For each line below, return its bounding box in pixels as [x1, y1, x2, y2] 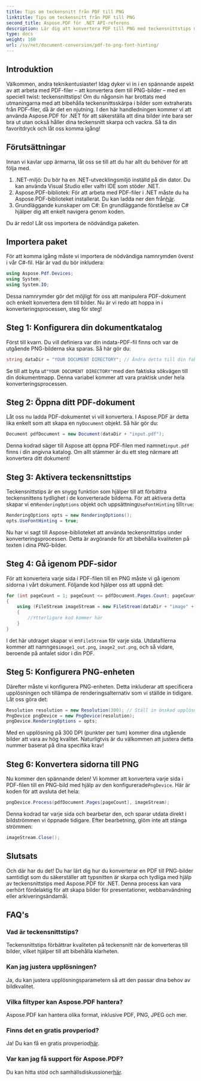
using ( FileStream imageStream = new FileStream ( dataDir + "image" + [17, 604, 194, 610]
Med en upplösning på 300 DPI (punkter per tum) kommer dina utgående [6, 729, 187, 737]
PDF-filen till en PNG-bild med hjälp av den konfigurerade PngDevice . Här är [6, 782, 190, 789]
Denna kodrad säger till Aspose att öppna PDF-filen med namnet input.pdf [6, 442, 190, 449]
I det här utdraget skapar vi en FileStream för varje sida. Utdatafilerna [6, 637, 176, 644]
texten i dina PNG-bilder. [6, 541, 67, 549]
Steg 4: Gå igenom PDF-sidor [6, 559, 117, 569]
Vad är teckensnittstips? [6, 928, 79, 936]
